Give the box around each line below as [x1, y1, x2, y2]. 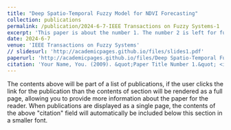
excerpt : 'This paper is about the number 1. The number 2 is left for [7, 29, 217, 36]
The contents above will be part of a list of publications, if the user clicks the [7, 79, 223, 88]
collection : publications [7, 16, 81, 23]
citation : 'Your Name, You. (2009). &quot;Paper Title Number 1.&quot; [7, 61, 217, 68]
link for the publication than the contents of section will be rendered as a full [7, 87, 223, 95]
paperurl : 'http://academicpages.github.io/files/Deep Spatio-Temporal [7, 55, 217, 62]
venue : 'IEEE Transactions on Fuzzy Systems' [7, 42, 140, 49]
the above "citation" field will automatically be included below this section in [7, 109, 223, 117]
